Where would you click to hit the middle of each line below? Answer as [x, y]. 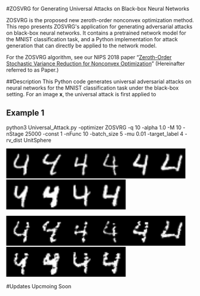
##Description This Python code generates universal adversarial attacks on [99, 81]
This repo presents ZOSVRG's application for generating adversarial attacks [99, 27]
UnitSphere [38, 140]
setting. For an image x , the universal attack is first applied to [81, 94]
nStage [15, 133]
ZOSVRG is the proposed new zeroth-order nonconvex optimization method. [100, 20]
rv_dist [14, 140]
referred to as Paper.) [33, 70]
